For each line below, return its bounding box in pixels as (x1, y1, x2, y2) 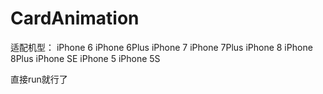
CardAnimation (10, 7, 140, 30)
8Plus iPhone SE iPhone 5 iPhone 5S (10, 52, 161, 64)
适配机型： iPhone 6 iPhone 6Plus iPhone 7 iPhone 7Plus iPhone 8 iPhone (10, 41, 313, 53)
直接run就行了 (10, 73, 68, 85)
